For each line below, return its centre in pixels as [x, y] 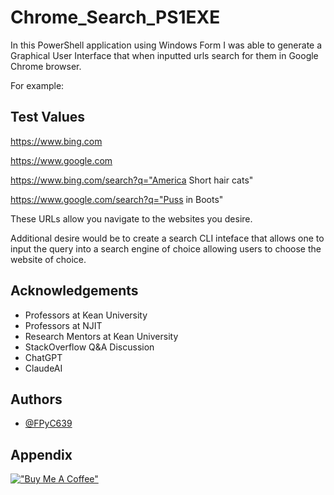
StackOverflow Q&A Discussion [89, 347]
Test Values [47, 117]
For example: [37, 85]
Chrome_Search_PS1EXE [115, 17]
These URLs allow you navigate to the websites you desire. [131, 218]
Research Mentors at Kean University [101, 336]
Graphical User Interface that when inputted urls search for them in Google [164, 55]
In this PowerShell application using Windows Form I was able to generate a [166, 45]
